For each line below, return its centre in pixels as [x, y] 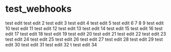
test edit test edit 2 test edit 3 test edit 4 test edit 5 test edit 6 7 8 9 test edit [85, 23]
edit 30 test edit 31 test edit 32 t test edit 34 [51, 44]
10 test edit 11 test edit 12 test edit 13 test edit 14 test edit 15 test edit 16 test [84, 28]
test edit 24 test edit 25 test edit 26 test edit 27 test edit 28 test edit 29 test [84, 39]
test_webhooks [39, 9]
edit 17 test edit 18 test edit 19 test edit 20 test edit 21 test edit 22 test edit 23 [86, 34]
